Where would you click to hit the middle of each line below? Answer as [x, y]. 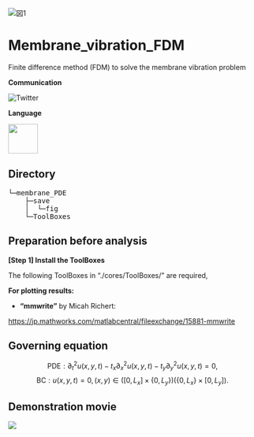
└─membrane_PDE [37, 193]
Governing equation [58, 345]
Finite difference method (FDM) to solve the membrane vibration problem [127, 67]
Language [25, 113]
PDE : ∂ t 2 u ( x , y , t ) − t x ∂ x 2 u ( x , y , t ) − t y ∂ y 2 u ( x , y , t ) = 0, [133, 366]
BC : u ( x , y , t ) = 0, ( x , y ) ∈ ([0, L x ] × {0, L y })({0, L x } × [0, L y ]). [133, 381]
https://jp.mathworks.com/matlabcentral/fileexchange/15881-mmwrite [121, 321]
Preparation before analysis [78, 241]
